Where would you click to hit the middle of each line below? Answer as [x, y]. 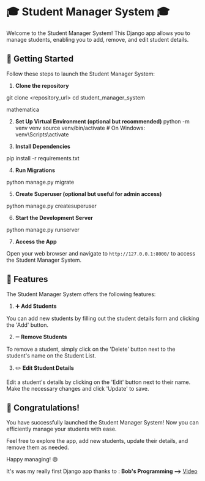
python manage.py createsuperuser [51, 206]
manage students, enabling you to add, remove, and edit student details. [98, 39]
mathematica [23, 109]
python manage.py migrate [40, 182]
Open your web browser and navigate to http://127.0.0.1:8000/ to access [101, 253]
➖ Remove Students [41, 337]
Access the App [36, 241]
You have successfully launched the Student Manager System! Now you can [102, 423]
